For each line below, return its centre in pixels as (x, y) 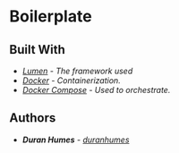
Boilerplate (51, 17)
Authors (33, 118)
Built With (37, 50)
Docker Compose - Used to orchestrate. (96, 90)
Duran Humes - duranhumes (76, 140)
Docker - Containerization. (71, 81)
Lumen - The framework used (77, 71)
